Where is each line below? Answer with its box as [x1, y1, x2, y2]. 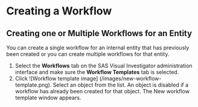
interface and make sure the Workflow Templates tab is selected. [14, 69, 179, 76]
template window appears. [14, 94, 81, 101]
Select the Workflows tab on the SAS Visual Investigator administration [14, 62, 193, 69]
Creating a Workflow [6, 4, 112, 18]
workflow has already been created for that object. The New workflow [14, 88, 190, 94]
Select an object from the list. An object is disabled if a [53, 81, 189, 88]
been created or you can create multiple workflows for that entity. [6, 50, 170, 58]
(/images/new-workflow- [99, 75, 162, 82]
